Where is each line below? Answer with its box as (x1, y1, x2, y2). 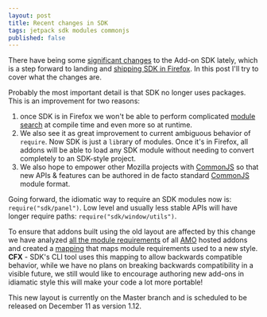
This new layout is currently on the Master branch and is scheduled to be (8, 293, 248, 303)
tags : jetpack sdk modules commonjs (8, 26, 130, 34)
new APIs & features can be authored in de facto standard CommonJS (19, 171, 250, 180)
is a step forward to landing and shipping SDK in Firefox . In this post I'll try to (8, 64, 259, 74)
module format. (19, 180, 71, 189)
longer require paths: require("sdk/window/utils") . (8, 211, 177, 221)
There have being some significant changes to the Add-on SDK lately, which (8, 56, 258, 65)
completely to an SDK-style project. (19, 154, 137, 164)
